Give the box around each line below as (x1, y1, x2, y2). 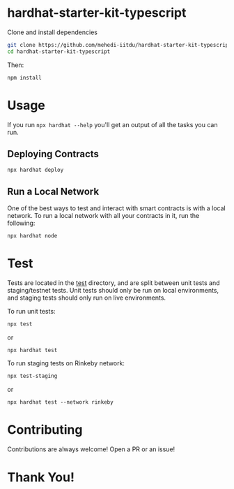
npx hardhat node (7, 233, 58, 240)
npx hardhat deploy (7, 166, 64, 174)
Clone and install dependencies (7, 28, 97, 36)
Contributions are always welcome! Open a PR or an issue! (7, 445, 175, 453)
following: (7, 219, 36, 228)
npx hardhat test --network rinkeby (7, 398, 114, 406)
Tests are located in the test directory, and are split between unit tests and (7, 279, 221, 287)
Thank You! (7, 469, 75, 486)
